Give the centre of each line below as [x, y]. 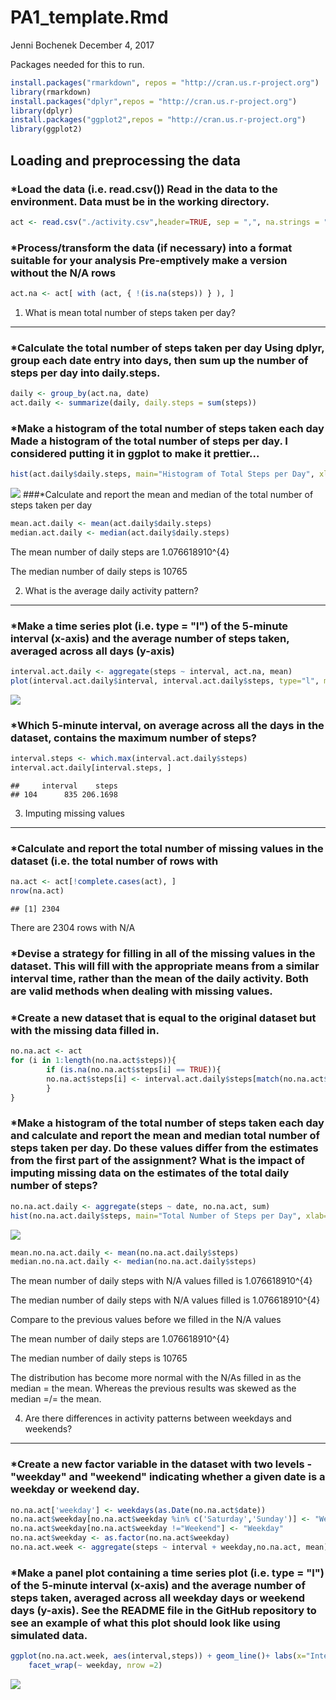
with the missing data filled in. [85, 1030]
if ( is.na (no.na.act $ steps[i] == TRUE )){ [134, 1070]
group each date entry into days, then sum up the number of [159, 360]
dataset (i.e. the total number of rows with [114, 861]
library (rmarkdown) [51, 92]
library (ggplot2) [46, 129]
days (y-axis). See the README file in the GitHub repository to [163, 1610]
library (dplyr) [42, 111]
